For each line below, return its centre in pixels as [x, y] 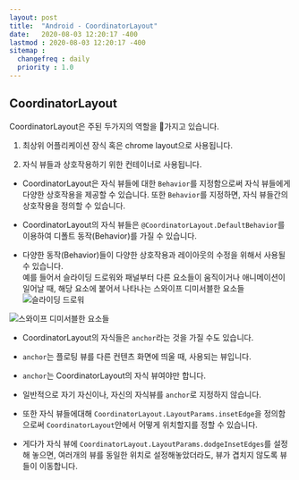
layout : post [34, 17]
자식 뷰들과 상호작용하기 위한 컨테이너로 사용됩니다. [112, 164]
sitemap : [28, 51]
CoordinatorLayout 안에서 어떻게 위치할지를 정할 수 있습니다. [152, 425]
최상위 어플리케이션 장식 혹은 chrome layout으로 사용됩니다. [128, 145]
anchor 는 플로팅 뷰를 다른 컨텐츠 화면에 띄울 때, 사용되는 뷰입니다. [137, 356]
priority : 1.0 [46, 68]
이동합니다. [58, 466]
